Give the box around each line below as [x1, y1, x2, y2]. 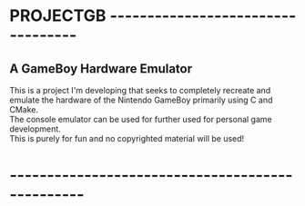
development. [9, 123, 61, 134]
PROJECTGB [9, 5, 107, 26]
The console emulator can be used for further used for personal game [9, 114, 272, 124]
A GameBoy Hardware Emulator [9, 61, 193, 76]
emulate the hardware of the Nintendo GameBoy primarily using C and [9, 94, 273, 105]
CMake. [9, 104, 39, 114]
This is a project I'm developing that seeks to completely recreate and [9, 85, 271, 95]
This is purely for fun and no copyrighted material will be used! [9, 133, 245, 143]
